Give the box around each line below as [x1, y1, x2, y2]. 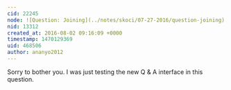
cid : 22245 [7, 10, 39, 17]
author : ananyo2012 [7, 49, 64, 56]
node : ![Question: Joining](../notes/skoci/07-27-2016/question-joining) [7, 17, 225, 24]
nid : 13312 [7, 23, 39, 30]
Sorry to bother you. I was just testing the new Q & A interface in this [7, 67, 203, 76]
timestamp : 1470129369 [7, 36, 73, 43]
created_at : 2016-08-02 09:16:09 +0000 [7, 29, 123, 37]
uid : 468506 [7, 42, 42, 49]
